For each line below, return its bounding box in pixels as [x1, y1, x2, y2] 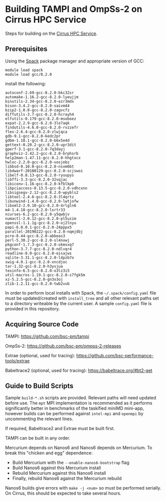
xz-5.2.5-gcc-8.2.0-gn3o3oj [5, 277, 63, 282]
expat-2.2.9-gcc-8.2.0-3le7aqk [5, 121, 70, 125]
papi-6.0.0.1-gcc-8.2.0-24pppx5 [5, 225, 72, 230]
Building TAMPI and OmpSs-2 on [5, 3, 143, 15]
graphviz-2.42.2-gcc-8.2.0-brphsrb [5, 151, 79, 156]
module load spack [5, 67, 43, 72]
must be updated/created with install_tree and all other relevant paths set [5, 295, 160, 301]
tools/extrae [5, 358, 30, 364]
